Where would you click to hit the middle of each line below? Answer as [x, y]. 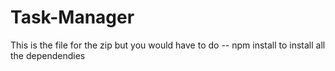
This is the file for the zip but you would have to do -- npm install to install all [168, 45]
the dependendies [48, 55]
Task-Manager [72, 17]
